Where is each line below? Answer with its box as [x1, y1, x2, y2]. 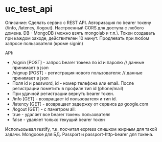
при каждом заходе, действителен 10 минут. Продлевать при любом [5, 35, 149, 41]
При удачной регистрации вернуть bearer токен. [12, 91, 114, 96]
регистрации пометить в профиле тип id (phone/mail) [12, 85, 124, 91]
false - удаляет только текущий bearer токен [12, 117, 105, 122]
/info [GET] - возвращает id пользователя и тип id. [12, 95, 117, 101]
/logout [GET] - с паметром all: [12, 106, 76, 112]
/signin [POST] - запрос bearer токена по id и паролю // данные [12, 59, 144, 65]
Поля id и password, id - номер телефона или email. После [12, 80, 134, 86]
